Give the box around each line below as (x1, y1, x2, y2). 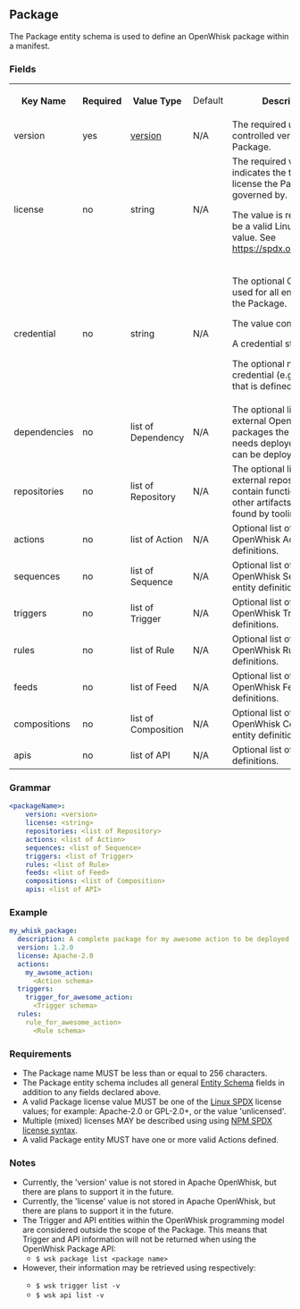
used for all (231, 286, 279, 299)
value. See (231, 232, 277, 244)
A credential (231, 337, 283, 350)
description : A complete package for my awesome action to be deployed (17, 935, 290, 944)
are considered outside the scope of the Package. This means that (21, 1225, 268, 1236)
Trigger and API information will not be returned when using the (21, 1234, 257, 1245)
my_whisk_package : (9, 926, 78, 936)
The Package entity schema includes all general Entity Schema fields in (21, 1077, 286, 1088)
